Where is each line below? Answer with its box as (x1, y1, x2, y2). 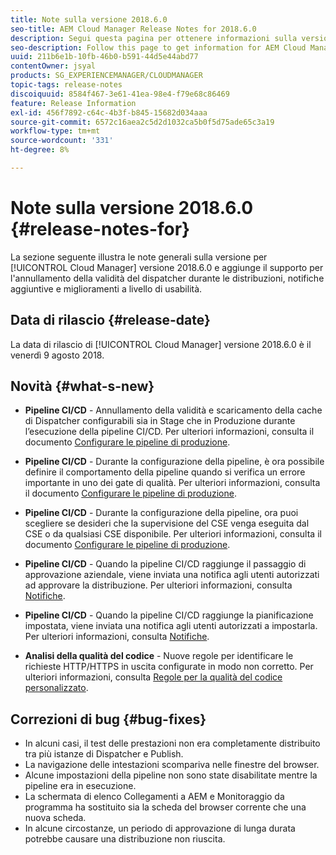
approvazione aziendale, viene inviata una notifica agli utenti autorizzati (24, 569, 320, 581)
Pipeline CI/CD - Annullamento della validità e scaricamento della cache (24, 404, 323, 416)
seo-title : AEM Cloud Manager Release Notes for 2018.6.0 (10, 24, 257, 34)
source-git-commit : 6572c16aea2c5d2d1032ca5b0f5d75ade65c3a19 (10, 117, 275, 127)
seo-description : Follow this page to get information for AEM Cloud (10, 42, 307, 53)
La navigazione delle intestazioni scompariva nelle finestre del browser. (24, 759, 320, 771)
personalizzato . (24, 682, 89, 694)
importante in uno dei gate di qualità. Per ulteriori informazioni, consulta (24, 477, 321, 489)
